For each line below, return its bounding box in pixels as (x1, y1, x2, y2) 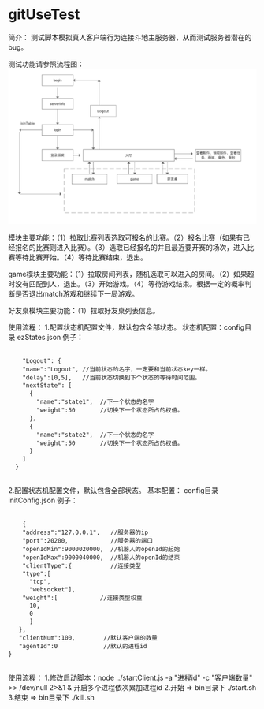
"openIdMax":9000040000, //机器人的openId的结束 (22, 554, 180, 562)
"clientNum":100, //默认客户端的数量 (18, 633, 158, 642)
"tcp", (28, 577, 51, 585)
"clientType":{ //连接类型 (22, 562, 142, 569)
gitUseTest (8, 6, 80, 24)
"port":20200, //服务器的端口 (22, 536, 154, 545)
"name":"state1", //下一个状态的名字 (36, 397, 154, 405)
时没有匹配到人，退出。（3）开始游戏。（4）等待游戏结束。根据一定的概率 (8, 278, 245, 289)
